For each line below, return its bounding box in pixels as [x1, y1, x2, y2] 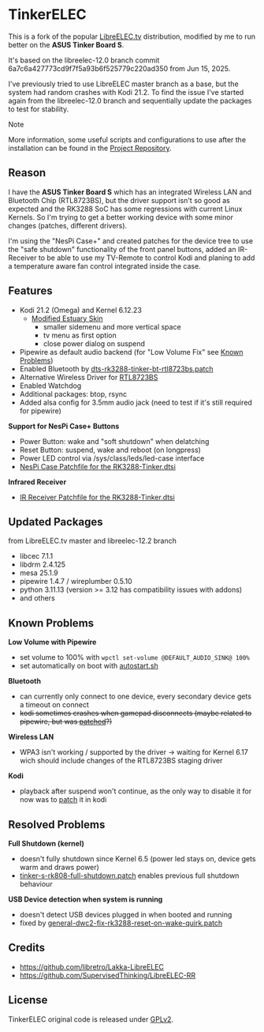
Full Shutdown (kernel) [8, 839, 84, 848]
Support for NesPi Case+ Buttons [8, 421, 120, 431]
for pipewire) [19, 405, 61, 416]
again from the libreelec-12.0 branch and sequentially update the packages [8, 96, 252, 105]
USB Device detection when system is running [8, 895, 163, 904]
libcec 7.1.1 [19, 552, 54, 561]
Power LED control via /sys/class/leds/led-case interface [19, 453, 205, 463]
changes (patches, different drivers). [8, 220, 128, 230]
